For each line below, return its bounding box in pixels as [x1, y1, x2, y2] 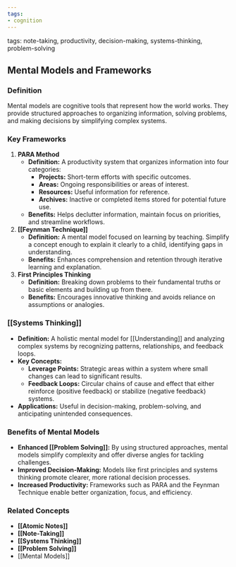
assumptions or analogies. [27, 300, 105, 309]
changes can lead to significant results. [27, 372, 142, 380]
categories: [27, 165, 61, 174]
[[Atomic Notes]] [17, 522, 68, 530]
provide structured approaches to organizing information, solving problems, [7, 109, 228, 117]
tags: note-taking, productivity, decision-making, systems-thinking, [7, 36, 203, 45]
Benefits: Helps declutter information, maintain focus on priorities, [27, 210, 221, 219]
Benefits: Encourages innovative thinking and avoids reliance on [27, 293, 216, 301]
